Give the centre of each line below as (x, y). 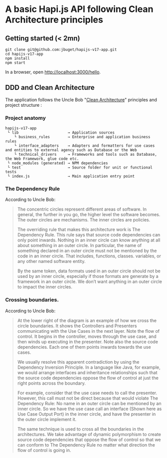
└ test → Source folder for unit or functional (80, 168)
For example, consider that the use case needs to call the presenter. (87, 393)
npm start (15, 63)
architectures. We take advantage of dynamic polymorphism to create (89, 434)
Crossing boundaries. (32, 300)
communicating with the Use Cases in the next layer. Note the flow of (88, 331)
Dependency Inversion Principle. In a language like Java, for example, (89, 367)
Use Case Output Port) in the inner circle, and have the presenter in (86, 414)
